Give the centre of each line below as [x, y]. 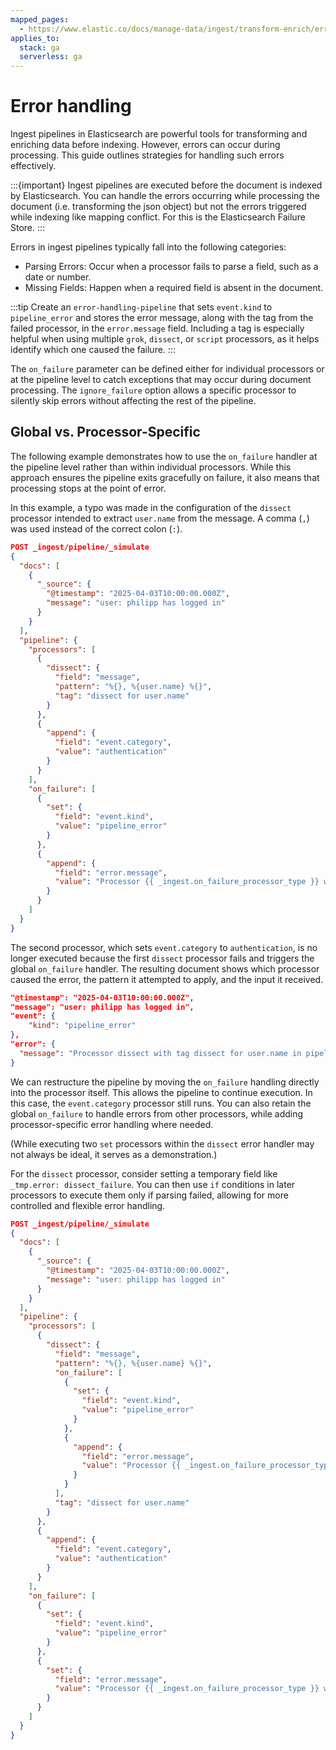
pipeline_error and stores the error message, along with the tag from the [162, 318]
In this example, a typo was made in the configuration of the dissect [151, 507]
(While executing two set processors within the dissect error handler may [162, 1143]
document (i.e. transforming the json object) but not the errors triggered [158, 207]
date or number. [58, 277]
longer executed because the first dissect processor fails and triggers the [162, 958]
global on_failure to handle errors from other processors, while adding [157, 1113]
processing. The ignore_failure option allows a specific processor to [153, 390]
